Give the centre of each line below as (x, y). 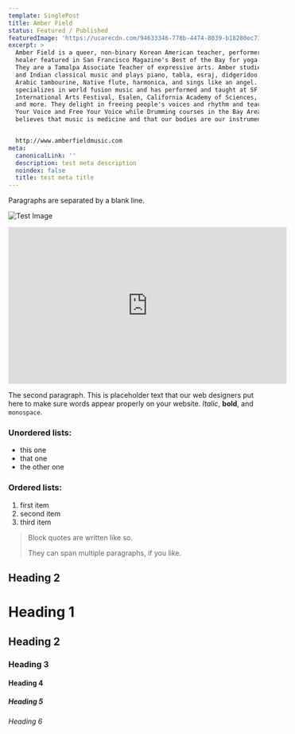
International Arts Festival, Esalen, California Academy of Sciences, (137, 97)
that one (33, 458)
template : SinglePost (44, 16)
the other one (42, 467)
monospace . (25, 412)
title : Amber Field (41, 23)
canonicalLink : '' (46, 155)
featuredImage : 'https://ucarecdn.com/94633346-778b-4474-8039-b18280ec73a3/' (142, 38)
